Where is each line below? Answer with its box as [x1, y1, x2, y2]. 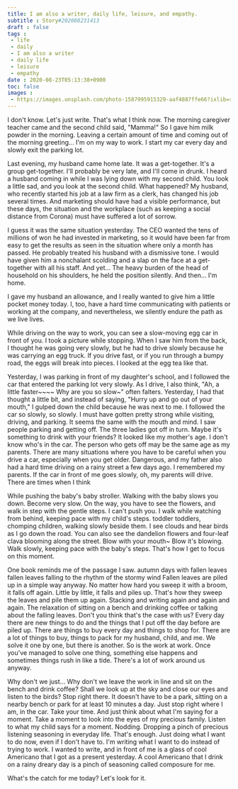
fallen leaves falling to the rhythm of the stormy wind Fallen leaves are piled [7, 573, 228, 581]
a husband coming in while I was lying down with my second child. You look [7, 174, 229, 183]
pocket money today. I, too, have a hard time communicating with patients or [7, 300, 231, 308]
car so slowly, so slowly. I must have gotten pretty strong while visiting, [7, 410, 215, 418]
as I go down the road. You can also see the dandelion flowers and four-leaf [7, 530, 229, 537]
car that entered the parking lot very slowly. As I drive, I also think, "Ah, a [7, 380, 220, 388]
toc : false [7, 83, 40, 90]
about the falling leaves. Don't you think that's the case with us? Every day [7, 611, 225, 619]
